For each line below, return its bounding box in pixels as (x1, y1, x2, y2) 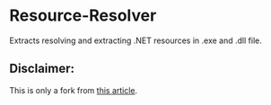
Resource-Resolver (9, 5, 157, 26)
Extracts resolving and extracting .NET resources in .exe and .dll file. (9, 35, 262, 46)
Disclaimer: (9, 61, 74, 76)
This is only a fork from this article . (9, 84, 138, 95)
